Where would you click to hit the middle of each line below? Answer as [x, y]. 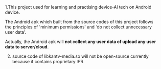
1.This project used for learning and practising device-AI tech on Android [78, 7]
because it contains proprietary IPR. [48, 61]
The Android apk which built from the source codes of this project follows [79, 22]
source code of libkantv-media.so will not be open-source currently [80, 56]
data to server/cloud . [27, 47]
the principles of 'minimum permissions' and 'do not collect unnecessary [79, 27]
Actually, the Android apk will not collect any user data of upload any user [80, 42]
